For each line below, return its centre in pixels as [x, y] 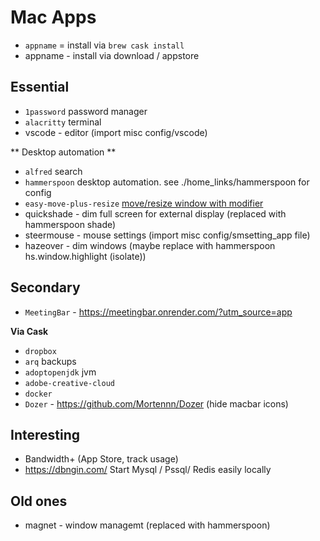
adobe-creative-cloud [69, 383]
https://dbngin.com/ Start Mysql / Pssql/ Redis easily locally [148, 470]
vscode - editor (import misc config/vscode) [116, 132]
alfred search [53, 171]
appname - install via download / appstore [112, 55]
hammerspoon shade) [70, 224]
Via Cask [29, 331]
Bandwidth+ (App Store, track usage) [101, 459]
